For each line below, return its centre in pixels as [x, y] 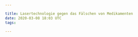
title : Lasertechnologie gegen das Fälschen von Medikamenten [69, 13]
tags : [10, 23]
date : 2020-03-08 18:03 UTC [33, 18]
